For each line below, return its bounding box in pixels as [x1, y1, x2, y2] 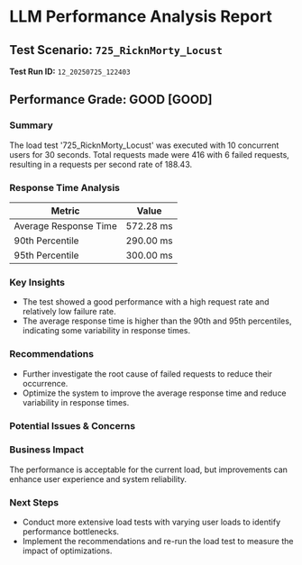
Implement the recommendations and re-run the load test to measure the [22, 536, 294, 547]
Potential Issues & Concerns [9, 419, 136, 432]
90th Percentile [14, 234, 79, 247]
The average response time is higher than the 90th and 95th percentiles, [22, 315, 292, 326]
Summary [9, 119, 54, 132]
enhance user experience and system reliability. [9, 473, 188, 484]
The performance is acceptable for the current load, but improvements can [9, 464, 288, 475]
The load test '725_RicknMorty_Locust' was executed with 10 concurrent [9, 140, 279, 150]
